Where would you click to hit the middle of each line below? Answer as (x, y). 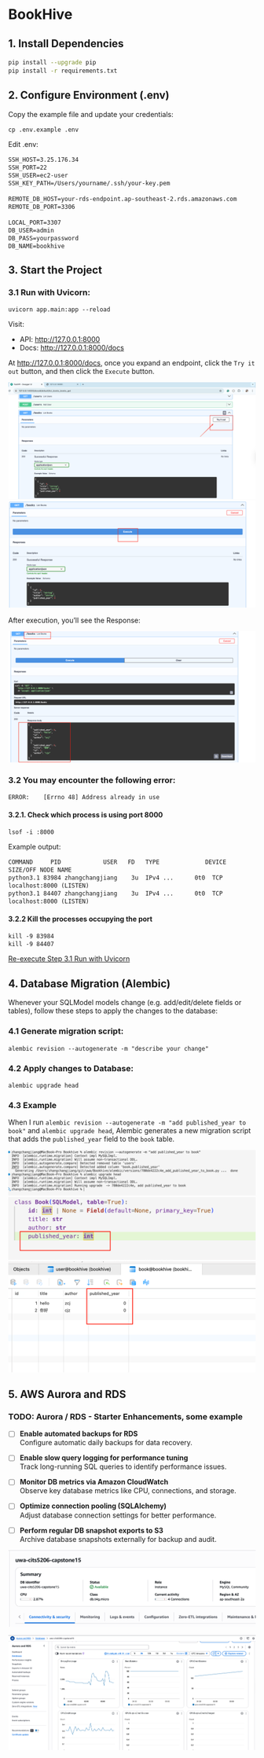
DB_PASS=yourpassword (44, 238)
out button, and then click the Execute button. (81, 372)
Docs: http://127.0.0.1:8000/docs (71, 348)
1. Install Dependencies (66, 44)
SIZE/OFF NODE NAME (40, 870)
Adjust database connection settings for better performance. (118, 1515)
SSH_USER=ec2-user (38, 175)
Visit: (16, 325)
